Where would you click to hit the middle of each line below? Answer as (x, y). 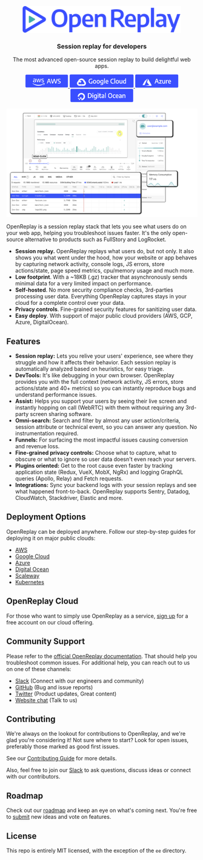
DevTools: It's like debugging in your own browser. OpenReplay (95, 375)
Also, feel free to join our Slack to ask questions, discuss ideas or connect (98, 770)
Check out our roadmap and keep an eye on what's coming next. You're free (102, 810)
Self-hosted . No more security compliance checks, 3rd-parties (94, 290)
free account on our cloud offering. (50, 622)
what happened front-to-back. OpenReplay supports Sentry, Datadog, (102, 491)
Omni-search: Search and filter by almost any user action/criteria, (98, 421)
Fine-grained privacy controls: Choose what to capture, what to (96, 453)
